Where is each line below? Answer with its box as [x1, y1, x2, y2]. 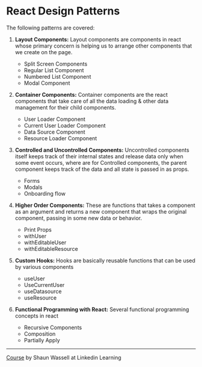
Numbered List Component [23, 73, 91, 80]
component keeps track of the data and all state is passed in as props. [14, 165, 189, 173]
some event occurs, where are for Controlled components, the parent [14, 159, 188, 166]
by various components [14, 263, 74, 270]
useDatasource [23, 288, 62, 295]
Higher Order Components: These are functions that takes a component [14, 202, 195, 209]
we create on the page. [14, 48, 73, 55]
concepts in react [14, 312, 59, 319]
